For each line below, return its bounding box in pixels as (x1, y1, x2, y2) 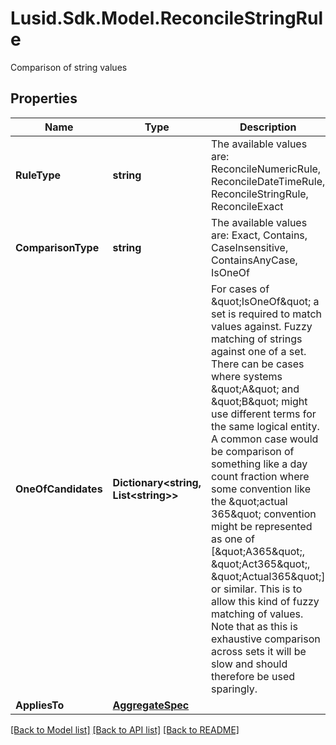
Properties (10, 90, 78, 107)
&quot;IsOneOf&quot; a (211, 294, 320, 308)
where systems (211, 369, 283, 383)
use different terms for (211, 407, 317, 421)
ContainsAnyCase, (211, 253, 298, 267)
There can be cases (211, 357, 305, 371)
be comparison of (211, 444, 295, 458)
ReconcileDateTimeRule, (211, 174, 326, 188)
